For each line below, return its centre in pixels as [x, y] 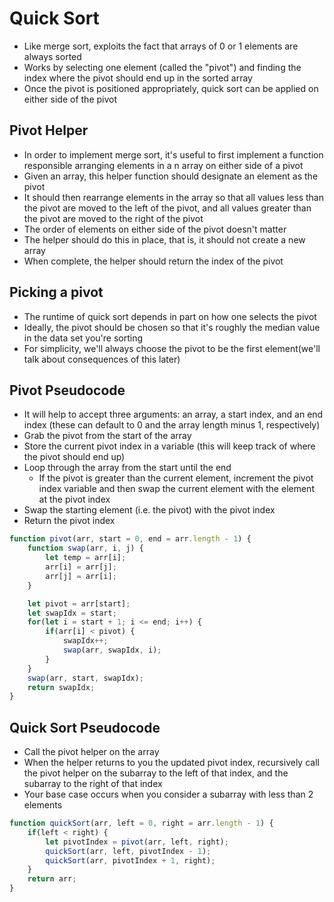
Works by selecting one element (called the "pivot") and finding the [162, 67]
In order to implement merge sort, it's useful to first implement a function [173, 154]
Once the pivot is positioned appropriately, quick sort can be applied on [171, 88]
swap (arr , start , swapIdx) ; [85, 678]
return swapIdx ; [61, 687]
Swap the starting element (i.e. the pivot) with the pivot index [149, 510]
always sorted [52, 56]
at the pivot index [74, 499]
